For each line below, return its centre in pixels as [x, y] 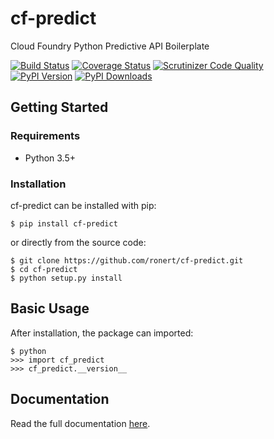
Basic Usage [50, 308]
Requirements [45, 136]
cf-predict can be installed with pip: [83, 205]
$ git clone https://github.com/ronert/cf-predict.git [127, 260]
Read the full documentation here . [80, 423]
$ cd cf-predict [44, 269]
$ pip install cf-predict [64, 223]
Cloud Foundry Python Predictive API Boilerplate [110, 46]
